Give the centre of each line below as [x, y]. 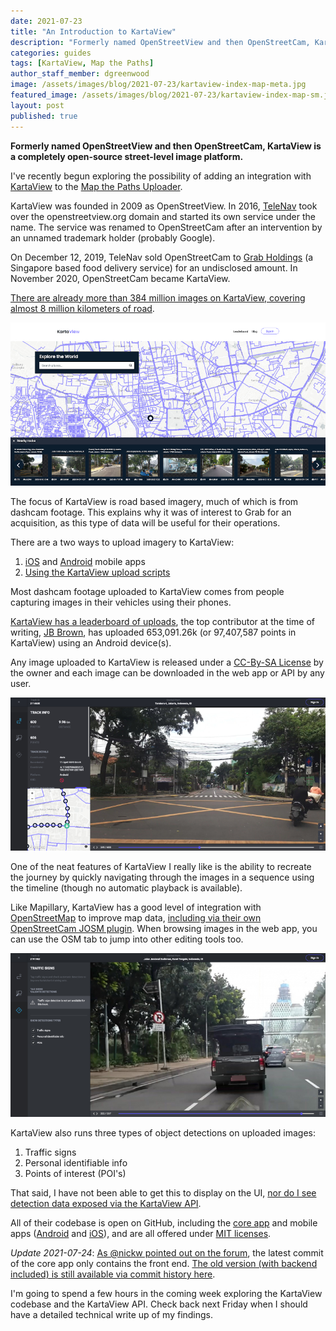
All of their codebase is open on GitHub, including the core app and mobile [164, 1222]
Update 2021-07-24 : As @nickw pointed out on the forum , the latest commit [167, 1252]
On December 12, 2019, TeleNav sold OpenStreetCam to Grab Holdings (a [162, 257]
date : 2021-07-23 [46, 21]
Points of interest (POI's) [75, 1173]
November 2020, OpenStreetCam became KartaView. [120, 278]
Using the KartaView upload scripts [97, 572]
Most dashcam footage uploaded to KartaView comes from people [147, 592]
